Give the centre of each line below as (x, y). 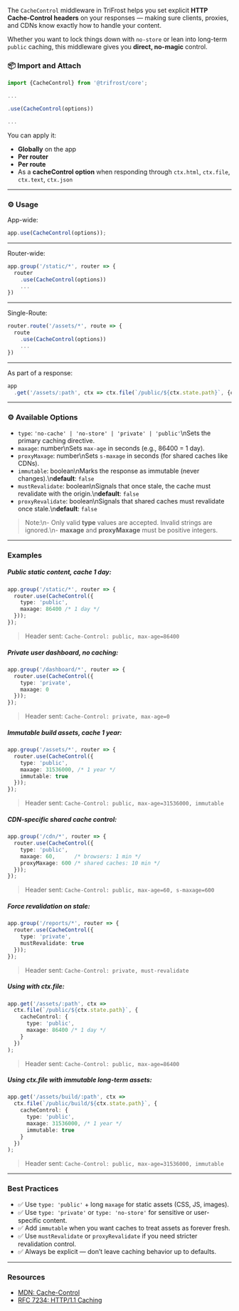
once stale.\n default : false (57, 508)
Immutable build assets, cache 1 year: (65, 732)
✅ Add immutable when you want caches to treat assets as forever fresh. (124, 1228)
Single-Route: (27, 313)
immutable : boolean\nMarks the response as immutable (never (108, 471)
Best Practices (33, 1189)
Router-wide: (26, 253)
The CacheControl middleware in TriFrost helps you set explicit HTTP (108, 10)
